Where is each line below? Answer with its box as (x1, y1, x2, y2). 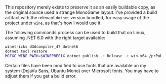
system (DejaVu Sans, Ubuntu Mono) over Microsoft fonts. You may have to (5, 68, 159, 74)
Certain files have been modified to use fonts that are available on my (5, 62, 147, 68)
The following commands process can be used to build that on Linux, (5, 30, 146, 35)
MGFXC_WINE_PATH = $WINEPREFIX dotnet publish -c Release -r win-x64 (5, 53, 147, 58)
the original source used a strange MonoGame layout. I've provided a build (5, 9, 157, 15)
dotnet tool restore (5, 49, 48, 54)
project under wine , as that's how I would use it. (5, 20, 102, 26)
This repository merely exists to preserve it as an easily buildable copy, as (5, 4, 156, 10)
